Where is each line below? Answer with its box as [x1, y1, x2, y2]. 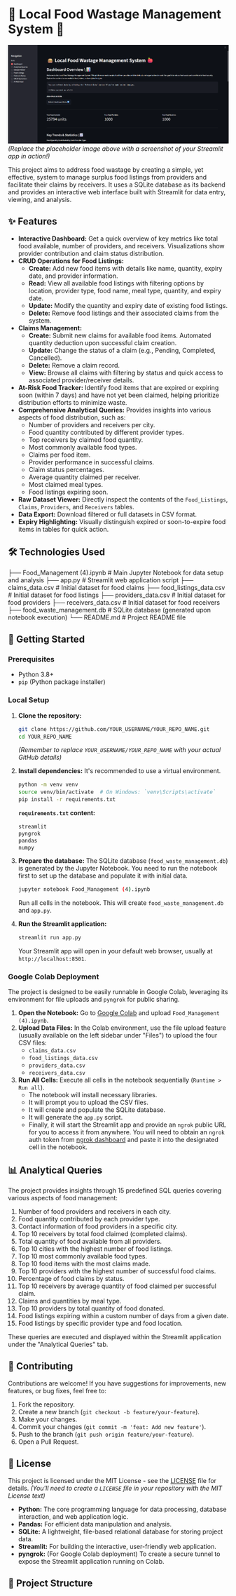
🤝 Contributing [8, 1360, 74, 1372]
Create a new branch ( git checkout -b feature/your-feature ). [18, 1407, 200, 1416]
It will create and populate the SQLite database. [28, 1106, 166, 1114]
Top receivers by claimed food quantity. [28, 435, 144, 444]
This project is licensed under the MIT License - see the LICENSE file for [8, 1476, 216, 1484]
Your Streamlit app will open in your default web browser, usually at [18, 946, 213, 955]
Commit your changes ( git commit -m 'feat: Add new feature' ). [18, 1422, 206, 1430]
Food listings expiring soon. [28, 488, 109, 496]
